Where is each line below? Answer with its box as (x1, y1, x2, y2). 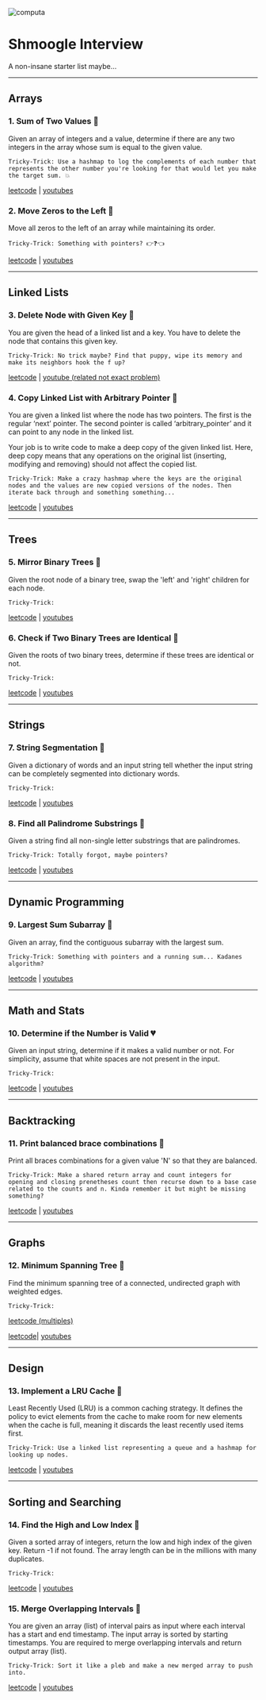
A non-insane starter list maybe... (8, 61, 117, 71)
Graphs (8, 1237, 46, 1250)
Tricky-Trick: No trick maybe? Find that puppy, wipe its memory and (8, 352, 243, 360)
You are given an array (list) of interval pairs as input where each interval (8, 1621, 245, 1631)
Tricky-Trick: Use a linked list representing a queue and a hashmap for (8, 1444, 257, 1452)
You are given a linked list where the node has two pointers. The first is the (8, 410, 252, 420)
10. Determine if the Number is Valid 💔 (8, 1028, 156, 1039)
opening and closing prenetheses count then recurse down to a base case (8, 1178, 257, 1186)
